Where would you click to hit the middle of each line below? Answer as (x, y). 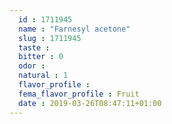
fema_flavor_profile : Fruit (79, 94)
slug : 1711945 (50, 38)
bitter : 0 (41, 57)
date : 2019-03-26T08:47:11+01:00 (90, 103)
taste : (34, 47)
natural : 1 (43, 76)
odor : (32, 66)
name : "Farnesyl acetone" (74, 29)
